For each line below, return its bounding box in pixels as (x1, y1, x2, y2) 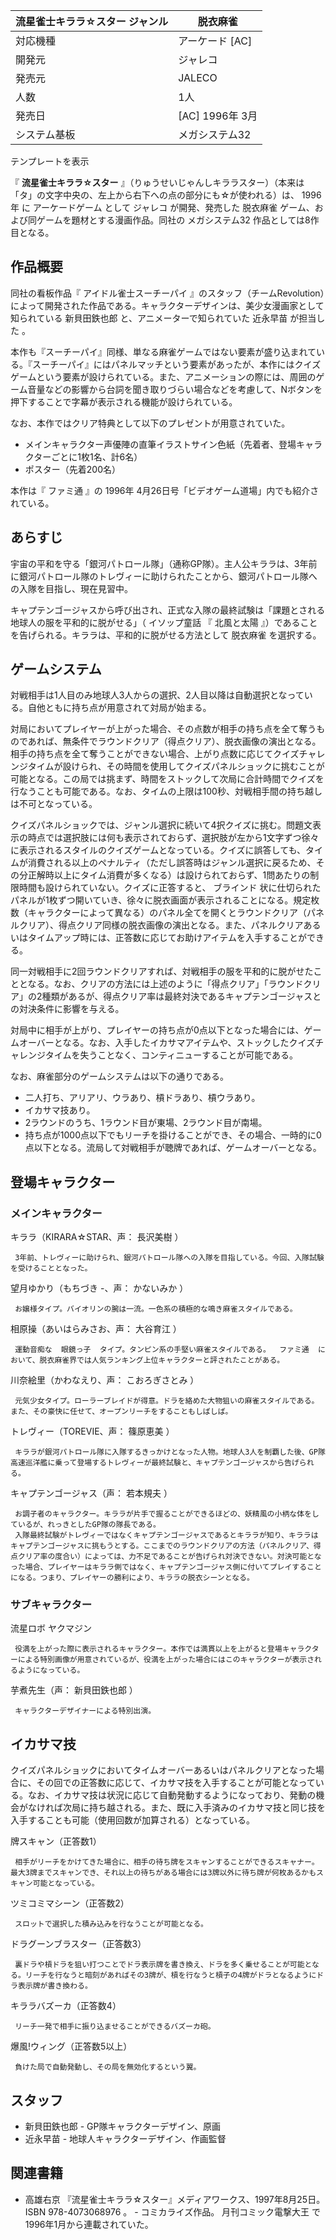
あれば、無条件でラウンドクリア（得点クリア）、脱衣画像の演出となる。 (27, 735, 322, 748)
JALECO (178, 71, 218, 84)
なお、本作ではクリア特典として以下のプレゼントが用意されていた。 (10, 417, 291, 429)
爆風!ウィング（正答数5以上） (10, 2040, 133, 2053)
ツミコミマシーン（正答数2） (10, 1897, 130, 1909)
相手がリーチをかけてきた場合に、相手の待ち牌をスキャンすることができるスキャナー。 (14, 1857, 320, 1868)
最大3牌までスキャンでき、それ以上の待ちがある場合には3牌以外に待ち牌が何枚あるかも (10, 1868, 317, 1878)
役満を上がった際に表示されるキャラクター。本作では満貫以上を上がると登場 (14, 1644, 283, 1654)
